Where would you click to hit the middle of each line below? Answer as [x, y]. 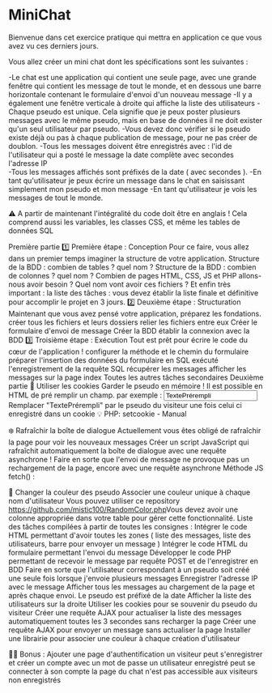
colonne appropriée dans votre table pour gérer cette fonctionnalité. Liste [131, 518]
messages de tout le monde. [56, 198]
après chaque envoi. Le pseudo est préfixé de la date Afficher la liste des [130, 595]
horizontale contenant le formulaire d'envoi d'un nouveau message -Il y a [130, 94]
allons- [250, 275]
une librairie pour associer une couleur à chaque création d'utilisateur [124, 638]
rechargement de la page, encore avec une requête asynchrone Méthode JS [136, 468]
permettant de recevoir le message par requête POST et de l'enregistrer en [134, 561]
